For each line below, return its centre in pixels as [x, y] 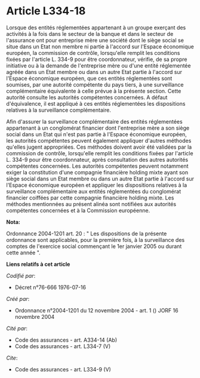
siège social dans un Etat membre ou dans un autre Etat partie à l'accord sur [100, 179]
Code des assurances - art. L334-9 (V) [63, 369]
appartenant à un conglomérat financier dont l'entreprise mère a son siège [98, 128]
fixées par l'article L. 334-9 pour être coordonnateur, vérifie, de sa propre [97, 59]
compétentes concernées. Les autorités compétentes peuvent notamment [98, 166]
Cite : [12, 358]
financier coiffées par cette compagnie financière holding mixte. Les [90, 198]
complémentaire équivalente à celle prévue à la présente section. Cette [94, 91]
